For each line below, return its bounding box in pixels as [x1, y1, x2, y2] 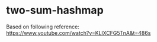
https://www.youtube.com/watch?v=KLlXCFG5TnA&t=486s [6, 29, 151, 36]
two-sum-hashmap [6, 4, 104, 17]
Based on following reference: [6, 23, 80, 30]
